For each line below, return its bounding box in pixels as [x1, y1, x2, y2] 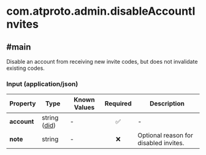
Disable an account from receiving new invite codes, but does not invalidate [6, 58, 198, 65]
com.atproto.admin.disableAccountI [6, 4, 196, 18]
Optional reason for [137, 131, 193, 140]
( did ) [42, 121, 56, 130]
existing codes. [6, 64, 45, 72]
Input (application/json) [6, 80, 78, 88]
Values [74, 103, 95, 112]
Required [104, 99, 132, 108]
